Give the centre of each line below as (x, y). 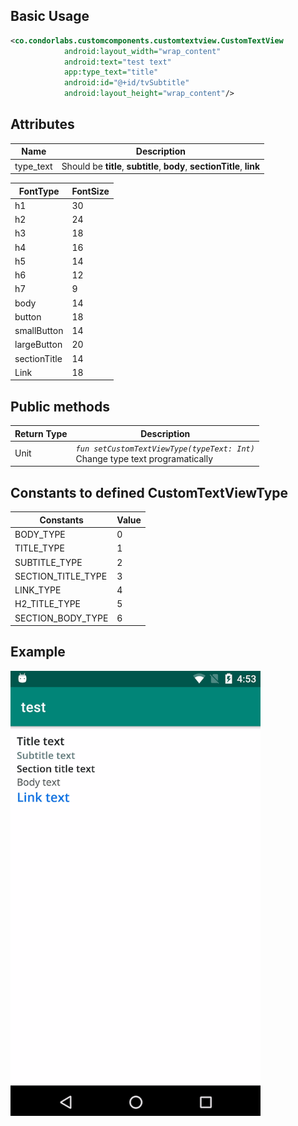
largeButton (38, 345)
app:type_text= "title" (111, 72)
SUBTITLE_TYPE (48, 562)
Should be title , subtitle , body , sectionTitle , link (161, 166)
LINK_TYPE (38, 590)
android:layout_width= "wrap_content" (142, 51)
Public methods (60, 406)
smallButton (39, 331)
